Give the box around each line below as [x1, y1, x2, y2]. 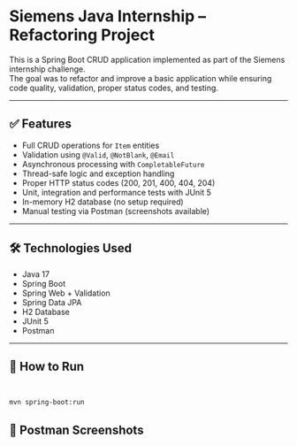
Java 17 [21, 268, 50, 280]
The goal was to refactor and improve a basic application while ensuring [9, 73, 272, 83]
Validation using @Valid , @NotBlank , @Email [21, 149, 175, 160]
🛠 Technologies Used [9, 241, 133, 256]
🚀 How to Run [9, 358, 85, 373]
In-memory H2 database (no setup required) [21, 196, 184, 207]
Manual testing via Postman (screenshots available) [21, 205, 210, 216]
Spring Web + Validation [21, 288, 110, 298]
